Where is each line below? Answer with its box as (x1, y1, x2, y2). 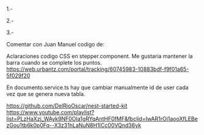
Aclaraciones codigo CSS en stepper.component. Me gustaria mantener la (6, 53, 193, 60)
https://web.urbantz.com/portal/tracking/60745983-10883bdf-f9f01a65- (6, 65, 189, 73)
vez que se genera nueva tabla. (6, 90, 86, 97)
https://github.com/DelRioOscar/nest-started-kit (6, 102, 128, 109)
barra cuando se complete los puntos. (6, 59, 102, 66)
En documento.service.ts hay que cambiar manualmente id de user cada (6, 84, 189, 91)
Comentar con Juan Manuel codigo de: (6, 41, 105, 48)
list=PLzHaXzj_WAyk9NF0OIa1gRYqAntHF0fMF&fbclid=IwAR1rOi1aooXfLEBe (6, 115, 199, 122)
